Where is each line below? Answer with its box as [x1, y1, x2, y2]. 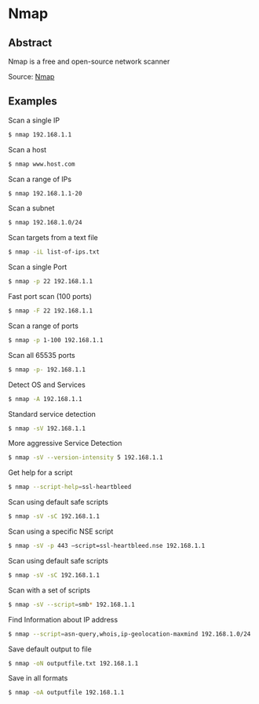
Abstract [8, 36, 53, 49]
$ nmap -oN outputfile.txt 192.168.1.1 [8, 659, 139, 667]
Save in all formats [8, 673, 68, 683]
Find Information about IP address [8, 615, 119, 624]
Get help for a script [8, 468, 73, 477]
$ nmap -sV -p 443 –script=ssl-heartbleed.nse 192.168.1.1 [8, 542, 206, 550]
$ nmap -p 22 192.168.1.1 [8, 278, 93, 286]
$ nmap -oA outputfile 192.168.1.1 [8, 688, 125, 697]
